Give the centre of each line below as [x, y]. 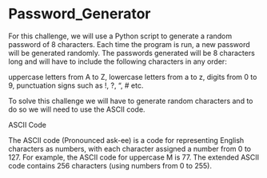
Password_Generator [80, 14]
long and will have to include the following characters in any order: [118, 61]
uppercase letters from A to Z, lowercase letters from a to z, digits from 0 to [133, 77]
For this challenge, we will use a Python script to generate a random [120, 36]
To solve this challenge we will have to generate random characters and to [131, 101]
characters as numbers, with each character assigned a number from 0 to [130, 148]
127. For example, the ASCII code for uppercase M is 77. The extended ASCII [134, 157]
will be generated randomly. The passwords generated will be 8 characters [132, 53]
